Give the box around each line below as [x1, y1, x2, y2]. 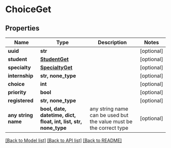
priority [8, 89, 26, 96]
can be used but [90, 112, 129, 119]
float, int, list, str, [40, 118, 82, 125]
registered [8, 97, 34, 104]
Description [98, 39, 127, 46]
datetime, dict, [40, 112, 76, 119]
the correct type [90, 125, 129, 131]
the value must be [90, 118, 133, 125]
